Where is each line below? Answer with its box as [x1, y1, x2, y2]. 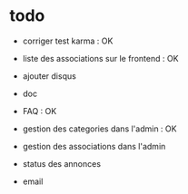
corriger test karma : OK [22, 35, 114, 46]
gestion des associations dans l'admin [22, 141, 166, 151]
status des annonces [22, 158, 102, 169]
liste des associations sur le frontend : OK [22, 53, 179, 63]
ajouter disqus [22, 70, 77, 82]
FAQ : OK [22, 105, 57, 116]
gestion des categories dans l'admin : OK [22, 123, 177, 134]
